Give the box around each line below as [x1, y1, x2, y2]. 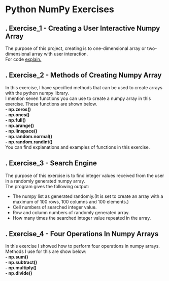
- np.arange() [5, 122, 35, 129]
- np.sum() [5, 254, 28, 260]
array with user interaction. [31, 51, 88, 57]
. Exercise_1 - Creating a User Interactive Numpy [5, 24, 160, 33]
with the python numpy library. [5, 90, 70, 96]
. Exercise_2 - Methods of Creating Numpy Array [5, 71, 162, 80]
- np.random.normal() [5, 133, 52, 139]
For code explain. [5, 56, 42, 62]
